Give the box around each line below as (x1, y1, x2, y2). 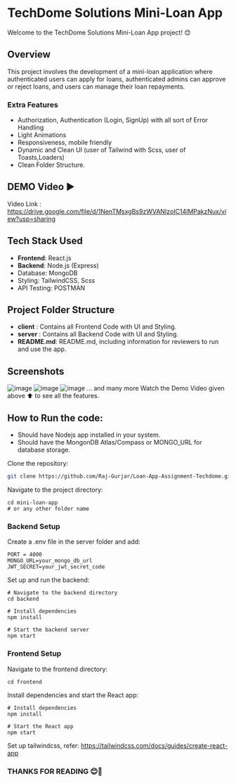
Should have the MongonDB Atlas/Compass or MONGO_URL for (17, 438, 202, 447)
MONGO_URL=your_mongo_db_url (7, 557, 93, 564)
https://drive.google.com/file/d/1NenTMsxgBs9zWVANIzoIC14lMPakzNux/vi (7, 207, 227, 215)
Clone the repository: (7, 459, 69, 468)
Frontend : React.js (17, 253, 72, 262)
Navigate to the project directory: (7, 485, 103, 494)
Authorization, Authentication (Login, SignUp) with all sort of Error (17, 116, 209, 125)
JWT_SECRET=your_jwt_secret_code (7, 564, 105, 571)
